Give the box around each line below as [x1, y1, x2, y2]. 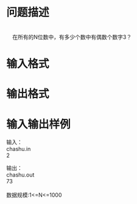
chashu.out [6, 171, 35, 178]
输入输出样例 [6, 117, 71, 131]
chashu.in [6, 146, 31, 153]
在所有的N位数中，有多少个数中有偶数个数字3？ [12, 33, 132, 40]
